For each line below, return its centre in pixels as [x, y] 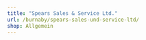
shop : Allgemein [30, 26]
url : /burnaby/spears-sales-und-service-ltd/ [73, 20]
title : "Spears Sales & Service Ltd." [62, 13]
